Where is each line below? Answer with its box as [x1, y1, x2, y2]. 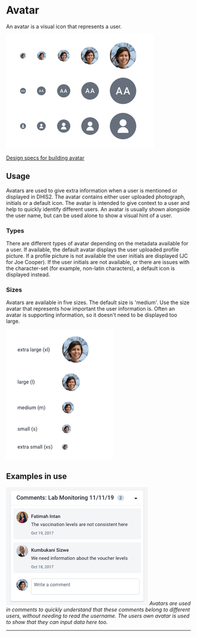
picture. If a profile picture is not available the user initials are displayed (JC [6, 252, 188, 259]
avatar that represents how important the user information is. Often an [6, 305, 175, 312]
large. [6, 318, 21, 325]
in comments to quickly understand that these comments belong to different [6, 606, 191, 614]
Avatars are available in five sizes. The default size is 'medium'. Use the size [6, 299, 190, 306]
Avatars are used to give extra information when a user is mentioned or [6, 187, 178, 194]
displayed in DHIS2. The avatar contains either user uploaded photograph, [6, 193, 186, 200]
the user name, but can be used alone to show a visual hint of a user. [6, 212, 173, 219]
